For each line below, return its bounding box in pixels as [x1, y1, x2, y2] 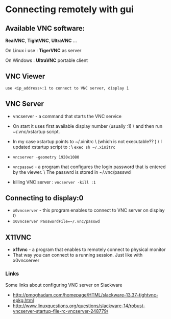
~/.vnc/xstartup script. [12, 128, 60, 134]
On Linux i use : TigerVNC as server [5, 48, 82, 53]
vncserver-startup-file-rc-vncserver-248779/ [12, 308, 109, 314]
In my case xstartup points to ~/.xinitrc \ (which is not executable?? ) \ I [12, 138, 162, 144]
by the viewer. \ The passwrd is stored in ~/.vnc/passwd [12, 169, 131, 175]
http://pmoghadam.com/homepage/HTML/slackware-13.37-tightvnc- [12, 291, 159, 298]
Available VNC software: [5, 24, 85, 33]
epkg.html [12, 297, 34, 303]
